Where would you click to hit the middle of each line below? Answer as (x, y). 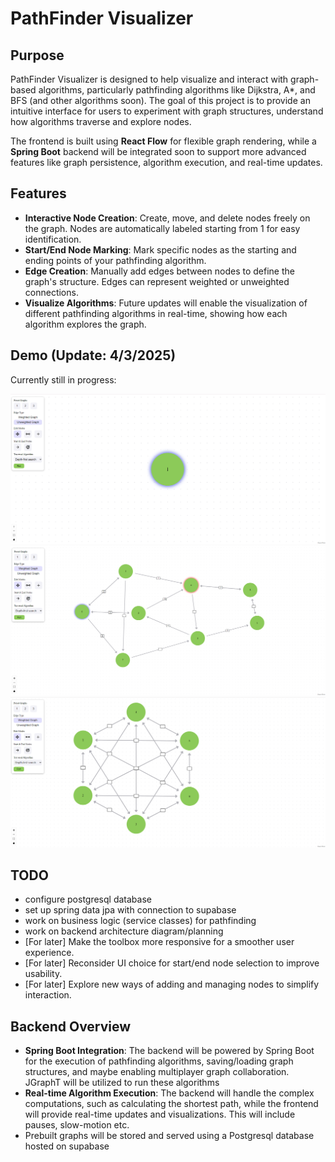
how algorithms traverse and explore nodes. (101, 121)
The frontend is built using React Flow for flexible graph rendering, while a (163, 141)
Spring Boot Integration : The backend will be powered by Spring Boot (169, 1051)
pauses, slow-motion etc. (77, 1125)
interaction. (48, 995)
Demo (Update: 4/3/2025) (93, 355)
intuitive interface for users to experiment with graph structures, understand (167, 111)
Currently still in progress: (63, 379)
